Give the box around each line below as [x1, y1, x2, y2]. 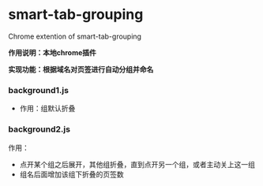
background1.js [8, 84, 70, 95]
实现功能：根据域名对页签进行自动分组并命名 [8, 65, 154, 74]
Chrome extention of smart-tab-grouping [8, 32, 142, 41]
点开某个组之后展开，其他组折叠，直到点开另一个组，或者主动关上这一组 [19, 159, 255, 169]
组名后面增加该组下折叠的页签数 [19, 169, 124, 179]
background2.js [8, 124, 71, 135]
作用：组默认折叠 [19, 104, 76, 113]
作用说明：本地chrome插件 [8, 47, 97, 57]
